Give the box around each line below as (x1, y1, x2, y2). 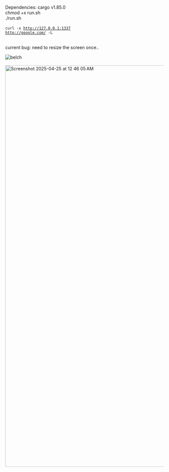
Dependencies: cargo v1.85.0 (5, 5, 66, 10)
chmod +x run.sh (5, 10, 41, 16)
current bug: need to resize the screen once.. (5, 45, 99, 50)
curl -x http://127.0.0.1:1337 (5, 26, 71, 31)
